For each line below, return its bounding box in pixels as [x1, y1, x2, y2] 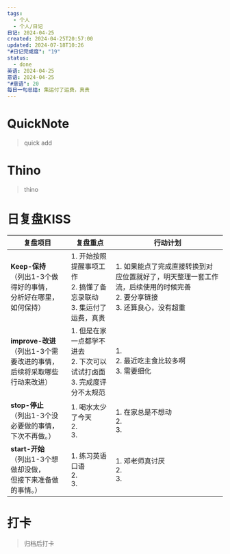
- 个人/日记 [13, 23, 43, 29]
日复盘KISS [7, 212, 71, 227]
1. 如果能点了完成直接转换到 [115, 261, 207, 271]
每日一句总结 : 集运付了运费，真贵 [7, 86, 90, 93]
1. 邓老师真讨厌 [115, 456, 166, 466]
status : [7, 55, 29, 62]
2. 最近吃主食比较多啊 [115, 356, 186, 365]
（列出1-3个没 [10, 411, 59, 420]
